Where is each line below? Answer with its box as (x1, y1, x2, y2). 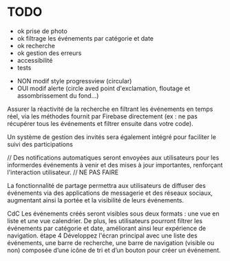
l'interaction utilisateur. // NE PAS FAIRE (7, 168, 119, 176)
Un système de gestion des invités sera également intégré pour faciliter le (7, 132, 217, 141)
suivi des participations (7, 140, 74, 148)
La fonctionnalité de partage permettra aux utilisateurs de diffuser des (7, 181, 207, 189)
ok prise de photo (17, 27, 67, 35)
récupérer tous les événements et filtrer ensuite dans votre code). (7, 119, 194, 127)
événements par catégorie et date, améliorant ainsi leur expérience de (7, 224, 207, 232)
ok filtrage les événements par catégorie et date (17, 34, 154, 42)
